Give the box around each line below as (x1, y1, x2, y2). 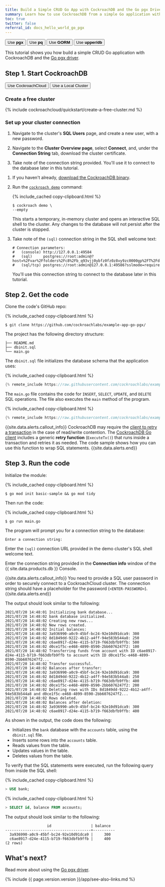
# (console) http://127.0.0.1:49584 (12, 249, 92, 254)
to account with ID (66, 653, 107, 658)
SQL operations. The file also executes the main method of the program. (5, 396, 151, 402)
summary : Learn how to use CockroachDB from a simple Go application (5, 12, 151, 17)
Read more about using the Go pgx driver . (5, 867, 90, 873)
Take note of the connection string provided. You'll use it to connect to (12, 160, 155, 166)
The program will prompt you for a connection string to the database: (5, 527, 145, 533)
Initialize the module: (5, 472, 47, 478)
